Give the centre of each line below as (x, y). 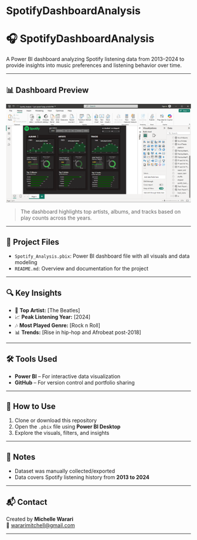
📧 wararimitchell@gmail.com (40, 525)
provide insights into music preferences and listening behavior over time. (94, 65)
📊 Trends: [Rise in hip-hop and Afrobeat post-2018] (78, 332)
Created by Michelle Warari (40, 519)
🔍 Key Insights (34, 293)
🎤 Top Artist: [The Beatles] (47, 310)
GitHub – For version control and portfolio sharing (74, 382)
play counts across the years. (56, 218)
